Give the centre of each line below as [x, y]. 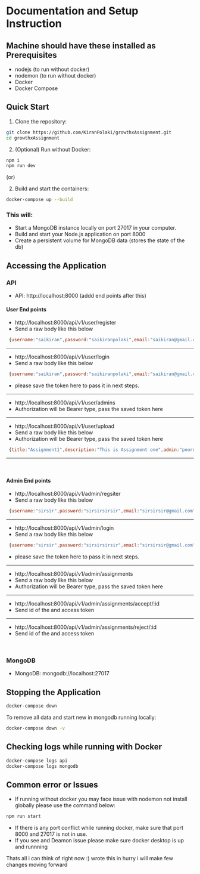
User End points [26, 309]
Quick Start [28, 107]
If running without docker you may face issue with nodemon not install [101, 799]
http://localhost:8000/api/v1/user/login [62, 357]
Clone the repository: [41, 121]
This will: [20, 215]
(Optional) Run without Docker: [53, 149]
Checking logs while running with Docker [84, 747]
